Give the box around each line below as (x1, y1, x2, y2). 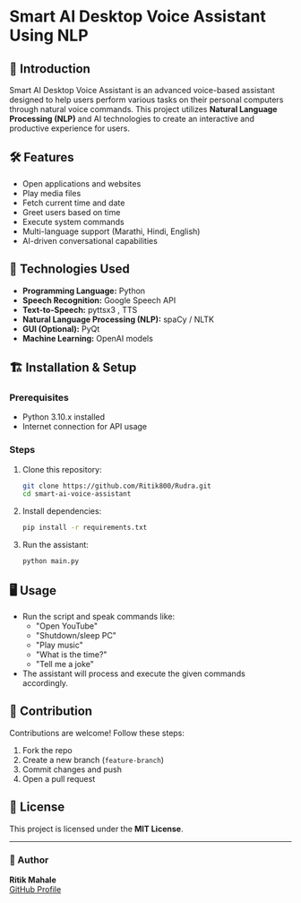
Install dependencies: (21, 506, 102, 517)
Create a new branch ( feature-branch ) (21, 754, 164, 765)
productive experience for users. (9, 123, 130, 134)
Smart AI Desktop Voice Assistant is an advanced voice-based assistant (9, 85, 275, 95)
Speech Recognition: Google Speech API (21, 294, 176, 306)
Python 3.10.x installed (21, 412, 106, 422)
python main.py (21, 557, 80, 566)
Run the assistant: (21, 540, 90, 551)
